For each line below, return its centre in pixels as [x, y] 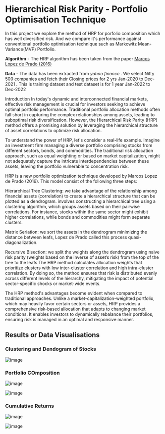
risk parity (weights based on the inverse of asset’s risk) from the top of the [82, 257]
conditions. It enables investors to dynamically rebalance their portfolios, [79, 314]
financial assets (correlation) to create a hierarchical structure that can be [80, 196]
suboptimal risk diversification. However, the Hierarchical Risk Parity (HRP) [81, 120]
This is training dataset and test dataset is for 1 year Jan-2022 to [84, 84]
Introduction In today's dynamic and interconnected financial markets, [77, 99]
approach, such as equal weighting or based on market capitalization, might [82, 156]
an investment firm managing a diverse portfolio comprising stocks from [79, 145]
